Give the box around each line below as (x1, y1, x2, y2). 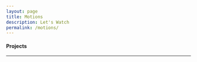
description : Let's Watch (6, 19, 69, 25)
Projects (6, 42, 28, 49)
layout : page (6, 8, 38, 14)
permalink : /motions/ (6, 24, 59, 31)
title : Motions (6, 14, 43, 20)
